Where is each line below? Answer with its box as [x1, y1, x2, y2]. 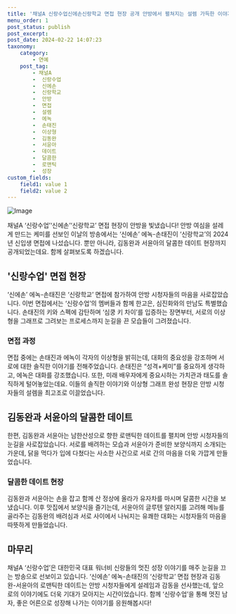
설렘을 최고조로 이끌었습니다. [25, 388, 105, 397]
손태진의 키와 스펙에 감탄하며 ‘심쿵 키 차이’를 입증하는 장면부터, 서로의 [22, 308, 213, 317]
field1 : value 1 [20, 180, 68, 188]
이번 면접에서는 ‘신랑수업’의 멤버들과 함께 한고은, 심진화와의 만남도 [22, 299, 204, 307]
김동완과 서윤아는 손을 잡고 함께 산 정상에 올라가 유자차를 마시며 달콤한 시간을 [7, 494, 219, 503]
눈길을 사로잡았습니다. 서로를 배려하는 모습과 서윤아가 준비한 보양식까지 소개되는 [7, 440, 227, 448]
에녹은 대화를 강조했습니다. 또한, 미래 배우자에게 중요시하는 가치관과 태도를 [16, 371, 221, 379]
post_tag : [20, 63, 49, 70]
